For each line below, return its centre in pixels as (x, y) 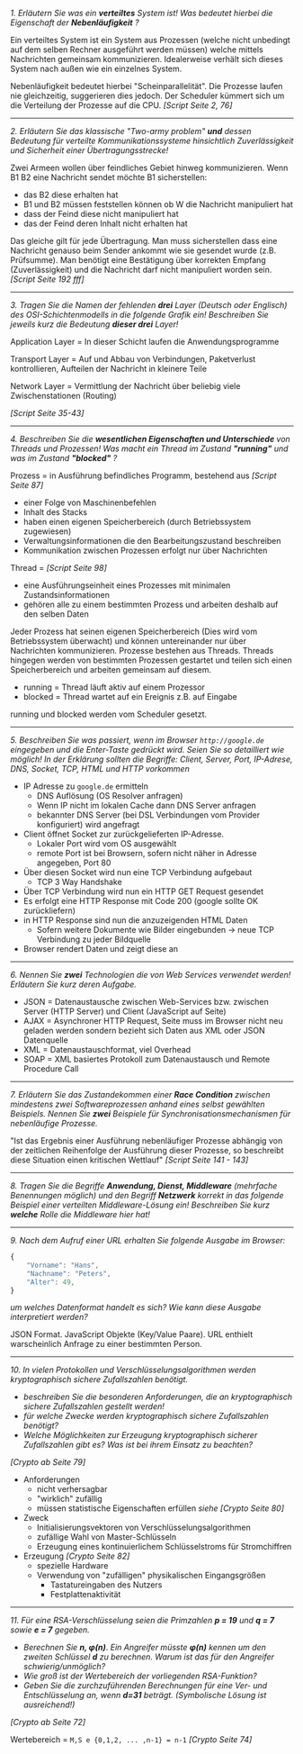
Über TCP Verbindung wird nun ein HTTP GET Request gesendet (143, 891)
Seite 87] (27, 485)
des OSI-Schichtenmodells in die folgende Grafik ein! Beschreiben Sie (139, 315)
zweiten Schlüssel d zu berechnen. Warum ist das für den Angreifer (149, 1657)
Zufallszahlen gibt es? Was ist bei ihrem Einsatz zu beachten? (138, 1445)
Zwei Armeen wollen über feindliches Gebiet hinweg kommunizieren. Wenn (149, 167)
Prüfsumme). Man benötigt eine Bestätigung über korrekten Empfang (138, 260)
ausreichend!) (49, 1704)
